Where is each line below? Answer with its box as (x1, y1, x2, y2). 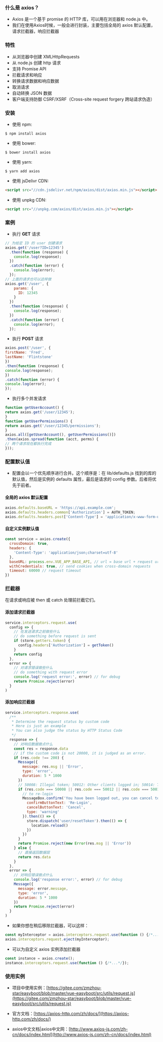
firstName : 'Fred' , (5, 350, 45, 355)
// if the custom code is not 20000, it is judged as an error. (14, 751, 147, 756)
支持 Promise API (12, 66, 47, 71)
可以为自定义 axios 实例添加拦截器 (12, 946, 81, 952)
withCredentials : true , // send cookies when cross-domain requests (9, 564, 151, 569)
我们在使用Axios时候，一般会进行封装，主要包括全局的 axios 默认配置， (12, 22, 155, 28)
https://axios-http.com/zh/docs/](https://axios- (34, 1010, 130, 1016)
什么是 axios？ (5, 4, 39, 11)
